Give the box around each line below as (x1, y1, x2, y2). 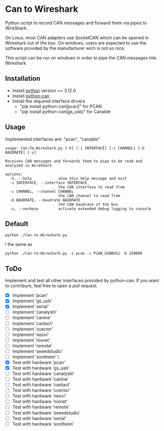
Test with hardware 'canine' (12, 376, 69, 382)
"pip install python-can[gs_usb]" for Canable (19, 108, 111, 114)
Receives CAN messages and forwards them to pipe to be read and (5, 158, 142, 164)
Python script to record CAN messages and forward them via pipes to (5, 20, 147, 26)
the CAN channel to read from (58, 193, 121, 198)
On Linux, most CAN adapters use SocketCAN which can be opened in (5, 35, 149, 41)
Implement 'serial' (12, 303, 49, 310)
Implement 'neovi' (12, 332, 49, 337)
